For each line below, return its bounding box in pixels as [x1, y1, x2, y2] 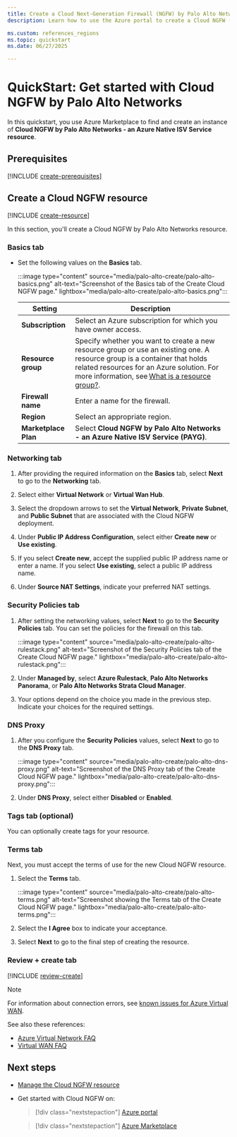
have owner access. [75, 324, 142, 334]
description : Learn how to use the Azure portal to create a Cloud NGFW [7, 17, 226, 24]
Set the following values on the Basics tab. [17, 258, 142, 267]
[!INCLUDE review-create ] [7, 971, 83, 980]
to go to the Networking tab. [17, 477, 102, 486]
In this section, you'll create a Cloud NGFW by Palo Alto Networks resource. [7, 224, 228, 233]
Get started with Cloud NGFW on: [17, 1094, 115, 1102]
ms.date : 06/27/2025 [7, 43, 68, 50]
